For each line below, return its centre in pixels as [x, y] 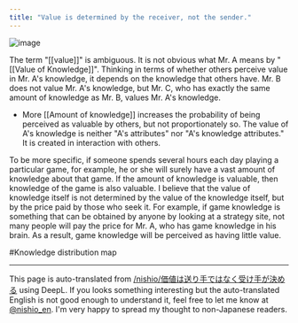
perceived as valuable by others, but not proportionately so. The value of [155, 124]
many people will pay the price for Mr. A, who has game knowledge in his [143, 226]
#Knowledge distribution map [63, 252]
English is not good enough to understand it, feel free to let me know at [139, 300]
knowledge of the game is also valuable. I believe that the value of [130, 188]
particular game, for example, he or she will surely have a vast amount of [142, 169]
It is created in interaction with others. [91, 142]
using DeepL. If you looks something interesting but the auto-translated [149, 289]
